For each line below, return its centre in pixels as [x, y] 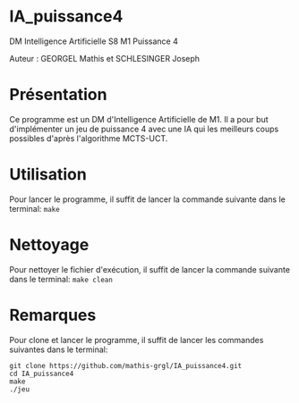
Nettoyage [49, 245]
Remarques [53, 315]
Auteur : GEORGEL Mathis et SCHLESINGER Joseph [104, 58]
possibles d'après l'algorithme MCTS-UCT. [89, 138]
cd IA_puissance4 [42, 374]
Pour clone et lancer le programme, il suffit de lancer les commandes [137, 340]
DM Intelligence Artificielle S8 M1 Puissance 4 [94, 41]
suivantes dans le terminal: [59, 349]
